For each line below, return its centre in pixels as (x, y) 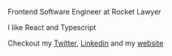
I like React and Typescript (52, 27)
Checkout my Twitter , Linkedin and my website (86, 43)
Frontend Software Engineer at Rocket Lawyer (84, 12)
